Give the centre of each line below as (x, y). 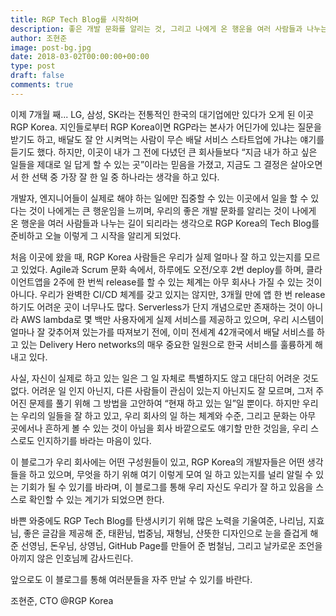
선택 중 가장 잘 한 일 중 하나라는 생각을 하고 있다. (125, 177)
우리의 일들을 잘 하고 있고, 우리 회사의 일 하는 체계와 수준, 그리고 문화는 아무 (168, 415)
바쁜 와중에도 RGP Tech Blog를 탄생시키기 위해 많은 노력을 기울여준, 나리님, (158, 520)
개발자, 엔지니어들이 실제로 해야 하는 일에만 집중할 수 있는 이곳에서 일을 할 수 (159, 198)
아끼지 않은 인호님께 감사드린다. (72, 558)
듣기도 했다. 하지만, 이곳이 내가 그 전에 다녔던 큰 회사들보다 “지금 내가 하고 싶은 (164, 152)
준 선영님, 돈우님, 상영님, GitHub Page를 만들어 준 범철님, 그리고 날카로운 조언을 (166, 545)
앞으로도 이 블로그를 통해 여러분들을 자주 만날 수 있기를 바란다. (131, 579)
